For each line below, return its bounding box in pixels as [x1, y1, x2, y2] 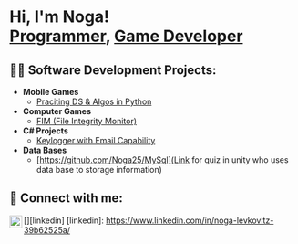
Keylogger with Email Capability [36, 135, 156, 145]
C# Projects [22, 125, 68, 136]
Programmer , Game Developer [9, 26, 243, 47]
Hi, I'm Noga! [9, 6, 110, 27]
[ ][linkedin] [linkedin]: [24, 215, 105, 226]
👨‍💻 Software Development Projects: [9, 62, 217, 78]
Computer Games [22, 106, 91, 116]
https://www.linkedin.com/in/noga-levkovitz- [106, 215, 274, 226]
